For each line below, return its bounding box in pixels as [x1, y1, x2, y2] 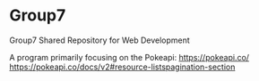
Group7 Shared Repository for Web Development [9, 35, 190, 45]
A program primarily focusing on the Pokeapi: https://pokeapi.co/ [9, 52, 249, 62]
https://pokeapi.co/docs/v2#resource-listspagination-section [9, 61, 236, 72]
